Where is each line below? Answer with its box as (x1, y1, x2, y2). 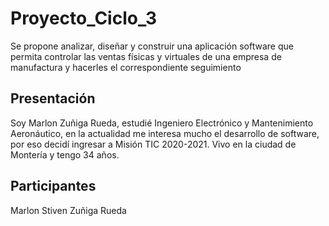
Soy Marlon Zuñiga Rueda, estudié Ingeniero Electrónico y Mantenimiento (10, 117, 314, 129)
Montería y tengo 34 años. (10, 148, 120, 161)
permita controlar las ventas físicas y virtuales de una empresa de (10, 50, 282, 62)
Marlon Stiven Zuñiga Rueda (10, 204, 127, 216)
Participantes (10, 178, 97, 195)
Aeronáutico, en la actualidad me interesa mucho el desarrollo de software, (10, 127, 320, 139)
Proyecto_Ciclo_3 (10, 7, 158, 30)
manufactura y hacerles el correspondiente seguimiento (10, 61, 242, 73)
